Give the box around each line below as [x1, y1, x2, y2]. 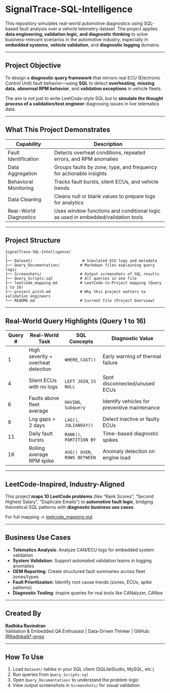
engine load [102, 454, 131, 461]
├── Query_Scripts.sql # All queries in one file [5, 276, 137, 281]
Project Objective [5, 61, 61, 70]
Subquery [64, 405, 86, 411]
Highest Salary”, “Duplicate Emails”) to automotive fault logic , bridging [5, 499, 153, 505]
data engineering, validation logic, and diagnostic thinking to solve [5, 31, 148, 37]
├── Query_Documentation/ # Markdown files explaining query [5, 263, 155, 268]
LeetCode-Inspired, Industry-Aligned [5, 480, 125, 488]
